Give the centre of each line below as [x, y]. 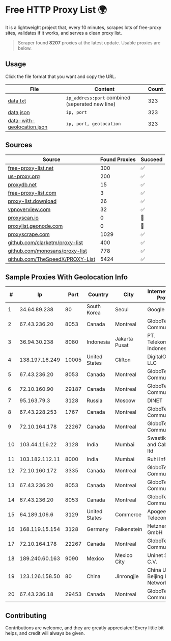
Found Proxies [118, 159]
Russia [94, 400]
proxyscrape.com [29, 234]
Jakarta [124, 339]
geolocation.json [28, 127]
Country [98, 295]
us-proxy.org [24, 176]
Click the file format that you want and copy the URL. [61, 76]
